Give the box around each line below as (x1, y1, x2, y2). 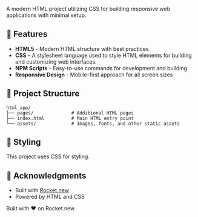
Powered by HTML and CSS (15, 193, 85, 201)
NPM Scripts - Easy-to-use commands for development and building (15, 64, 188, 72)
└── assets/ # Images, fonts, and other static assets (6, 121, 180, 127)
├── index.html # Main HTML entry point (6, 115, 134, 121)
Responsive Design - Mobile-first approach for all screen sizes (15, 71, 173, 78)
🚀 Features (6, 29, 48, 39)
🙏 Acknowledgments (6, 170, 87, 181)
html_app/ (6, 104, 31, 111)
